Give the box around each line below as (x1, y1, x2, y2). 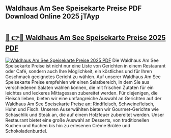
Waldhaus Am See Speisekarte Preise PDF (5, 4, 142, 13)
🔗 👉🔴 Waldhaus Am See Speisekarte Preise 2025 (5, 33, 166, 42)
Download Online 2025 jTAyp (5, 12, 100, 21)
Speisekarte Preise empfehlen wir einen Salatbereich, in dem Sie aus (5, 79, 150, 85)
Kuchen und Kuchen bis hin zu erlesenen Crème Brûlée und (5, 123, 131, 128)
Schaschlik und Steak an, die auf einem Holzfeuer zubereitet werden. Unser (5, 112, 164, 118)
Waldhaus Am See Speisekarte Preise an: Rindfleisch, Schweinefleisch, (5, 101, 155, 107)
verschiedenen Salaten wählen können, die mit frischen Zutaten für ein (5, 84, 154, 90)
